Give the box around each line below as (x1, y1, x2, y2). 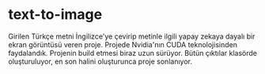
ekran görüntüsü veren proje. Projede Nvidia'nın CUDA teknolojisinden (8, 39, 237, 49)
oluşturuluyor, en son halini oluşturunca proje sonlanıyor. (8, 57, 192, 66)
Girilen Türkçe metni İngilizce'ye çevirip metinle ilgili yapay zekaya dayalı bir (8, 31, 256, 41)
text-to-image (8, 6, 103, 24)
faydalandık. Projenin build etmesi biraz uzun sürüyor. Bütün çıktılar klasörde (8, 48, 257, 57)
